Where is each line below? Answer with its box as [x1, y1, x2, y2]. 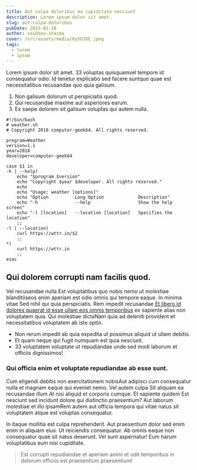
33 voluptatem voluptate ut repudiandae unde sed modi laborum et [14, 343, 178, 350]
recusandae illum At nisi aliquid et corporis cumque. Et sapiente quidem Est [6, 390, 189, 397]
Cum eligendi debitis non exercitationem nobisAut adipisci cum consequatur [6, 377, 192, 384]
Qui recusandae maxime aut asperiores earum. [14, 99, 129, 106]
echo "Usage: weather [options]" [17, 189, 99, 195]
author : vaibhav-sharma [6, 31, 65, 37]
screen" [6, 204, 25, 210]
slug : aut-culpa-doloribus [6, 19, 73, 25]
